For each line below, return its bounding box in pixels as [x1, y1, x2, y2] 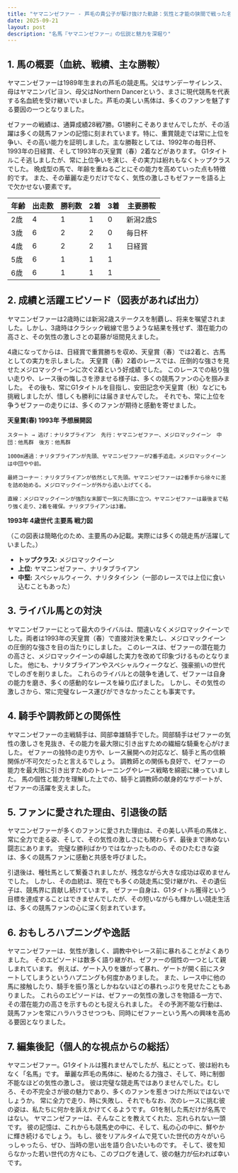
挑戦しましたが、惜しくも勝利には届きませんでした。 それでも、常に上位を [7, 391, 225, 400]
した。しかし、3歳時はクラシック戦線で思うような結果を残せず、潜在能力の [7, 323, 228, 332]
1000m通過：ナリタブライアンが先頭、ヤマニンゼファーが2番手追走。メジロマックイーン [7, 453, 227, 460]
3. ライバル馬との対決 [7, 605, 102, 617]
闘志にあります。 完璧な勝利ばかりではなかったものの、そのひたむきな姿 [7, 844, 220, 853]
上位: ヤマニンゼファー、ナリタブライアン [17, 564, 140, 573]
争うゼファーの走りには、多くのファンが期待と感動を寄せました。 [7, 401, 200, 409]
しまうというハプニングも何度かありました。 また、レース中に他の [31, 973, 226, 982]
